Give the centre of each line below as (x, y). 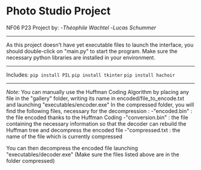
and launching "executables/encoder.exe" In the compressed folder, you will (100, 104)
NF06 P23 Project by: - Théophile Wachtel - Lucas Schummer (81, 28)
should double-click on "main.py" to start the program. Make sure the (92, 51)
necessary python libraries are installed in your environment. (81, 57)
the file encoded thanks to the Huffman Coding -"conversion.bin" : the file (97, 117)
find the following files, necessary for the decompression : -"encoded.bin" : (99, 111)
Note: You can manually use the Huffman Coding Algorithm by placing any (98, 92)
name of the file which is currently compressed (64, 136)
